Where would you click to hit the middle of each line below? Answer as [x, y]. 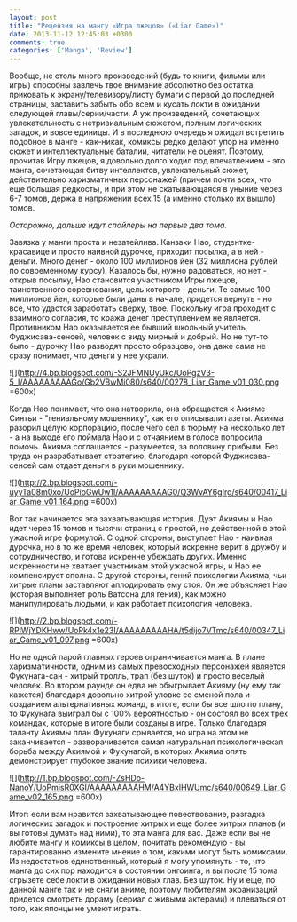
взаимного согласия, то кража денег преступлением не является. [135, 318]
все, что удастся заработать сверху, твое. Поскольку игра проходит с [143, 308]
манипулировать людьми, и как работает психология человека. [131, 604]
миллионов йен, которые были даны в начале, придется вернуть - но [141, 299]
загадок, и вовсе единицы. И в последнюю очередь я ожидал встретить [147, 132]
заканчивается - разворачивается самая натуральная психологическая [146, 742]
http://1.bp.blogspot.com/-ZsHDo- [82, 778]
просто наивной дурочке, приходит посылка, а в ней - [161, 252]
